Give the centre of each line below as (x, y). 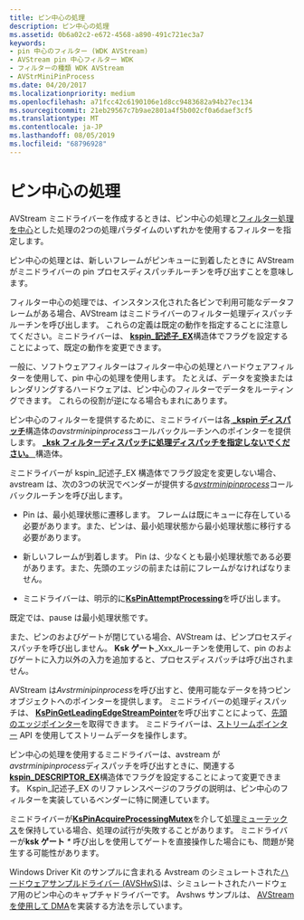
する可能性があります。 (60, 852)
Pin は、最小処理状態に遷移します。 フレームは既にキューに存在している (157, 514)
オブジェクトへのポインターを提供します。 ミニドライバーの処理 (129, 701)
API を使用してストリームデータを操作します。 (105, 735)
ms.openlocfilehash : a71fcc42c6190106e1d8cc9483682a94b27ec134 (131, 102)
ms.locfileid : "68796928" (58, 144)
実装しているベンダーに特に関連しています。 (131, 799)
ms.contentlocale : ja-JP (56, 128)
